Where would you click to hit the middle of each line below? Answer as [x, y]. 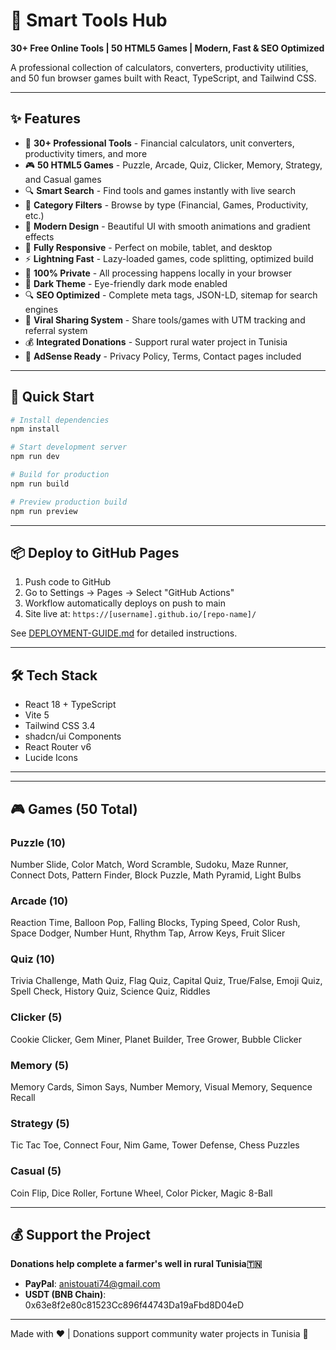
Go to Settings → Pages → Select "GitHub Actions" [129, 593]
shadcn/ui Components [73, 736]
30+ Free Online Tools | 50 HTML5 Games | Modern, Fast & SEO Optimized [167, 48]
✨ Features [45, 119]
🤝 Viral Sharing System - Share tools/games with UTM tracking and [165, 320]
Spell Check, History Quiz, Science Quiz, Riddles [110, 991]
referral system [56, 330]
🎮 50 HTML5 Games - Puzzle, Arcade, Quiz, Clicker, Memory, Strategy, [173, 165]
